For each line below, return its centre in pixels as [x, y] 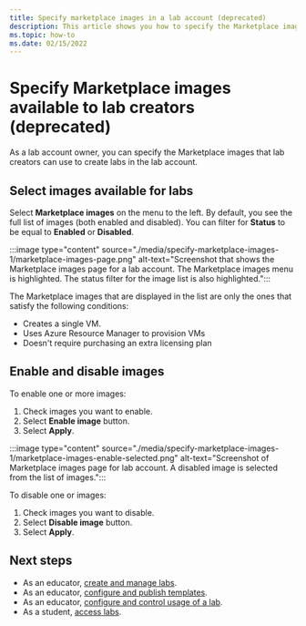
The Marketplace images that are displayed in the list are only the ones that [151, 296]
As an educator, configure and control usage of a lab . [122, 601]
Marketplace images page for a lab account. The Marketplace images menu [152, 269]
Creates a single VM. [62, 323]
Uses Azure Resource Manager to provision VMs [114, 333]
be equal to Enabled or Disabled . [72, 232]
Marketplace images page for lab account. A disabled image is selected [144, 467]
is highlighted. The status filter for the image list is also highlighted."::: [140, 278]
